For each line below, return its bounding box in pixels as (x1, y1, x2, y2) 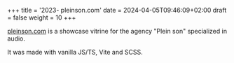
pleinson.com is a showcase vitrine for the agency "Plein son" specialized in (7, 27, 228, 35)
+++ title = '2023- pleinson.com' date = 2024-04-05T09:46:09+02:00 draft (7, 6, 227, 14)
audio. (7, 34, 26, 43)
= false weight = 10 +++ (7, 13, 76, 22)
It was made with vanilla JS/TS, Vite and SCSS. (7, 48, 143, 56)
